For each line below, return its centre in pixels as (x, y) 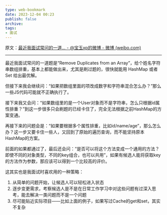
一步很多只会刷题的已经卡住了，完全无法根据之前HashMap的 (95, 109)
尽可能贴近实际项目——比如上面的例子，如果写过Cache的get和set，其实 (86, 201)
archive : (14, 24)
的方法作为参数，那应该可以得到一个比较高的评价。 (57, 161)
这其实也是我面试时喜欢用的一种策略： (44, 172)
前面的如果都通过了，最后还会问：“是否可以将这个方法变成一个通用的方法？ (83, 149)
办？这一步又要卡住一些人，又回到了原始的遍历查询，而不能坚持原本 (75, 132)
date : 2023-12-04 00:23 (30, 14)
